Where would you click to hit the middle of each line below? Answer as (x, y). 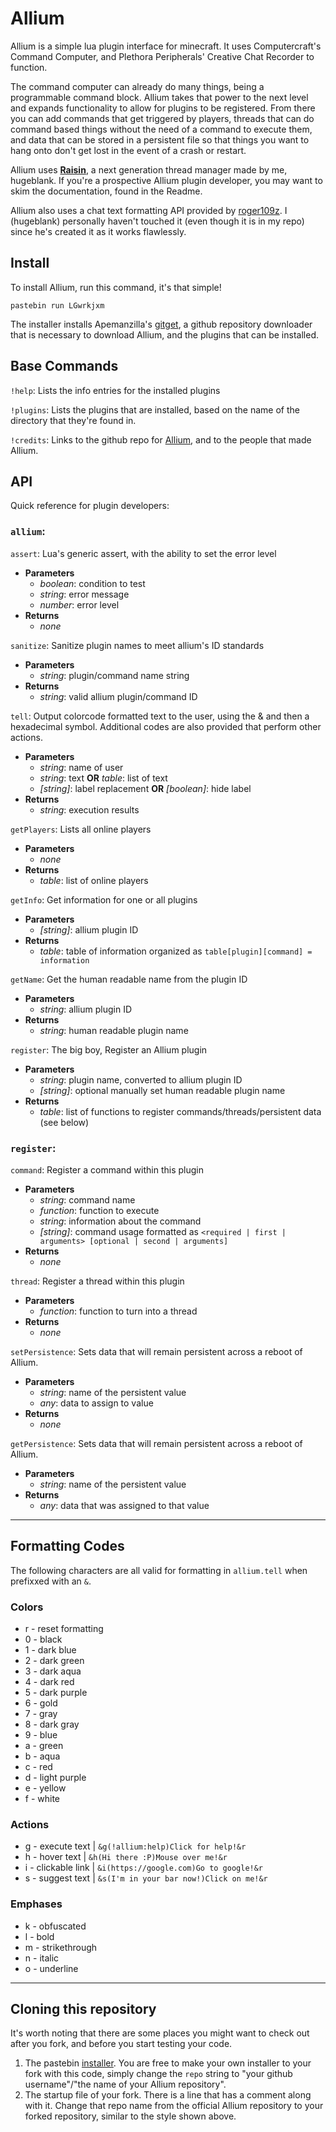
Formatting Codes (67, 1546)
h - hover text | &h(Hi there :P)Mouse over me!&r (126, 1857)
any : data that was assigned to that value (124, 1505)
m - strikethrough (61, 1947)
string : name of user (81, 767)
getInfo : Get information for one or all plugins (104, 899)
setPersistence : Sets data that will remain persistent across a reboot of (156, 1351)
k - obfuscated (55, 1926)
